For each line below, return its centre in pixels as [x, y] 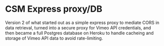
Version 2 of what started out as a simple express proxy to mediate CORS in [82, 23]
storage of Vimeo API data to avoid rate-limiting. [54, 38]
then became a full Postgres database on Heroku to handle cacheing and [80, 33]
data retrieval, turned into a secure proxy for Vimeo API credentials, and [78, 27]
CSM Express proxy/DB [54, 9]
